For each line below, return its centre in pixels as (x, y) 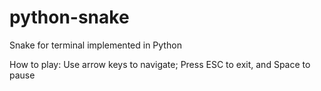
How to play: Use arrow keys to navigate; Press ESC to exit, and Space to (160, 64)
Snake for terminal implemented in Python (95, 45)
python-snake (69, 17)
